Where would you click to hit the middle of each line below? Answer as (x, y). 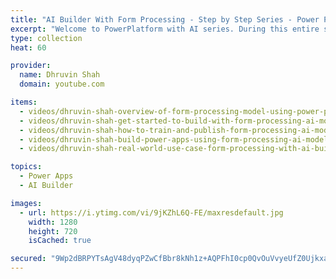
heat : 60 (28, 47)
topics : (26, 167)
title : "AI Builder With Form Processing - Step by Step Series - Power (165, 19)
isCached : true (60, 241)
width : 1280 (53, 222)
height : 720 (53, 231)
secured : (28, 259)
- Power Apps (46, 176)
